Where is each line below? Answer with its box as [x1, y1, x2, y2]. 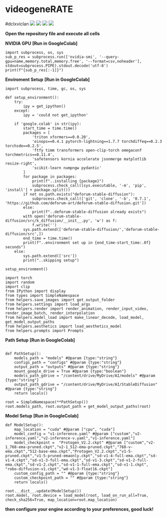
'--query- [99, 54, 120, 59]
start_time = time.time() [23, 126, 77, 131]
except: [14, 108, 30, 113]
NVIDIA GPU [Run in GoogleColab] [5, 40, 78, 46]
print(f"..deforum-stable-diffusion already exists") [31, 209, 146, 214]
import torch [5, 275, 32, 280]
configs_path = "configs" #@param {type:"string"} [14, 360, 122, 365]
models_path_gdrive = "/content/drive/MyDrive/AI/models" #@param [14, 373, 155, 378]
